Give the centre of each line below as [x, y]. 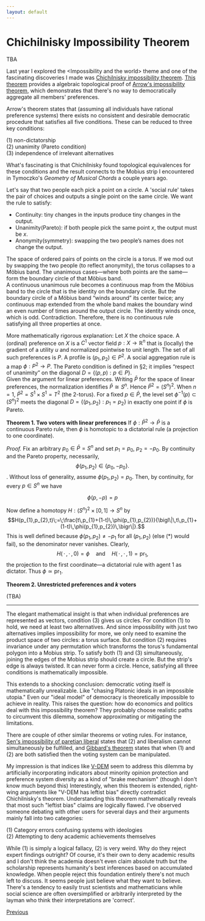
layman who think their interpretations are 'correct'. [71, 900]
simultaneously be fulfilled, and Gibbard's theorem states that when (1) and [101, 748]
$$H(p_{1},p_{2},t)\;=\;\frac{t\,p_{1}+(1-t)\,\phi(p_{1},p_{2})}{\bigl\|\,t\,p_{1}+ [103, 520]
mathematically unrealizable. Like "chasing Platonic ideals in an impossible [100, 690]
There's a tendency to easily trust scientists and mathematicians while [95, 887]
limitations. [20, 723]
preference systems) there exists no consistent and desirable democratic [98, 115]
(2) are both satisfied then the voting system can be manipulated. [88, 754]
